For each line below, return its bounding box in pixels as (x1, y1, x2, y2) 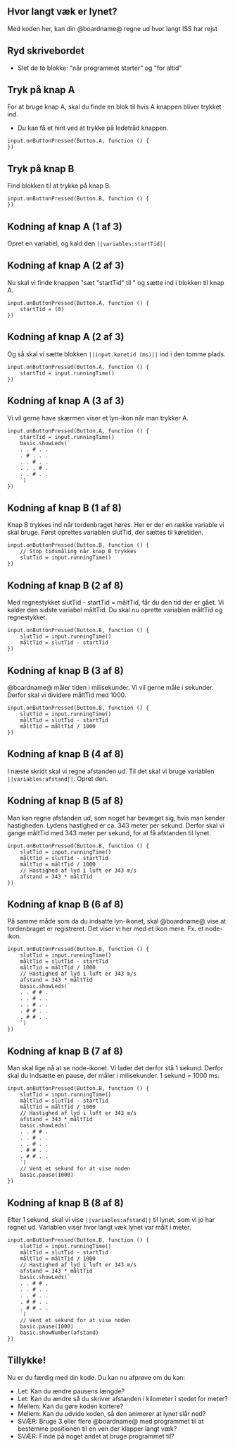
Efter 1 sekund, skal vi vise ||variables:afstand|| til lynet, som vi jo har (7, 1216, 215, 1223)
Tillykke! (7, 1355, 46, 1367)
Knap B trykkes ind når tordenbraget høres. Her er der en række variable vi (7, 521, 224, 529)
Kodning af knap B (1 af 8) (7, 502, 122, 514)
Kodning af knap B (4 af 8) (7, 748, 125, 761)
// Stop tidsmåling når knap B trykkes (20, 548, 137, 555)
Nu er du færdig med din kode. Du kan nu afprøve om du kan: (7, 1373, 186, 1381)
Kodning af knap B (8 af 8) (7, 1197, 125, 1209)
